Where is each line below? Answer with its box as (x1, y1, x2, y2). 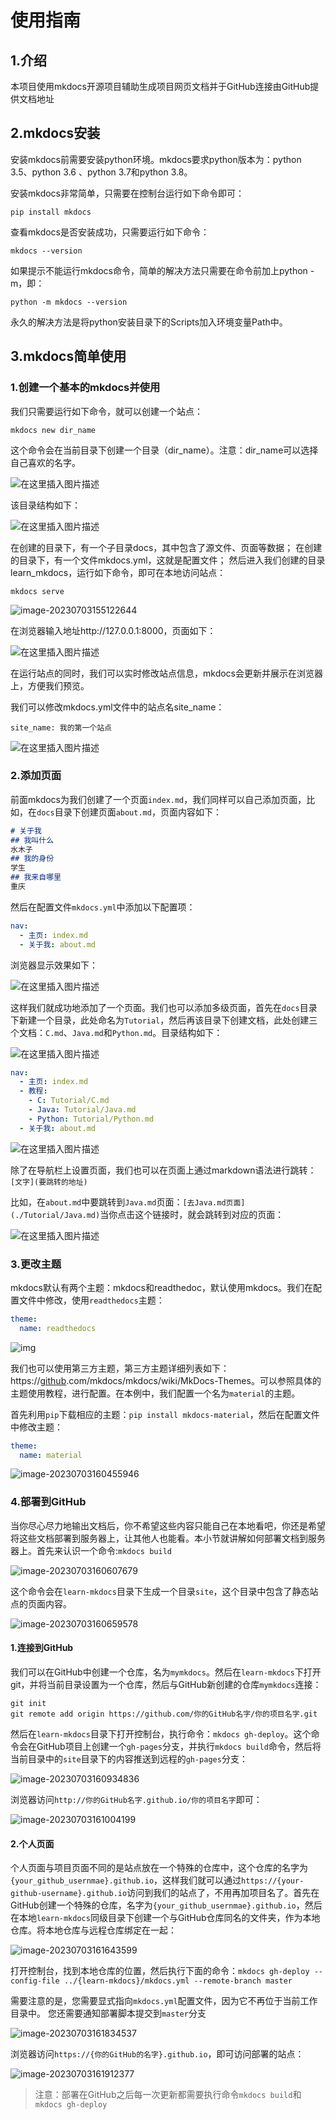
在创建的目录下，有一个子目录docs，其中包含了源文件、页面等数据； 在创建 (10, 541, 323, 553)
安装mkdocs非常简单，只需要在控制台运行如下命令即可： (10, 187, 245, 199)
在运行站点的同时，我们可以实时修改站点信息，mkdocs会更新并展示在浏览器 (10, 667, 323, 679)
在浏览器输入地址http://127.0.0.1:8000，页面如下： (10, 624, 217, 636)
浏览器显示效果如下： (10, 959, 98, 971)
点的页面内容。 (10, 1597, 72, 1610)
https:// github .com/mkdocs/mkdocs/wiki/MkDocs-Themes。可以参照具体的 (10, 1374, 322, 1386)
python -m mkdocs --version (10, 297, 128, 307)
